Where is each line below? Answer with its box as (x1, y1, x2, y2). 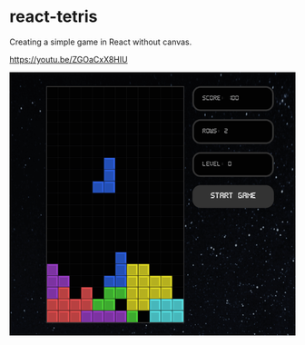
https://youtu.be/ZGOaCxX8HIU (9, 54, 129, 64)
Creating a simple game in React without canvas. (9, 36, 192, 47)
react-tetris (9, 6, 98, 27)
